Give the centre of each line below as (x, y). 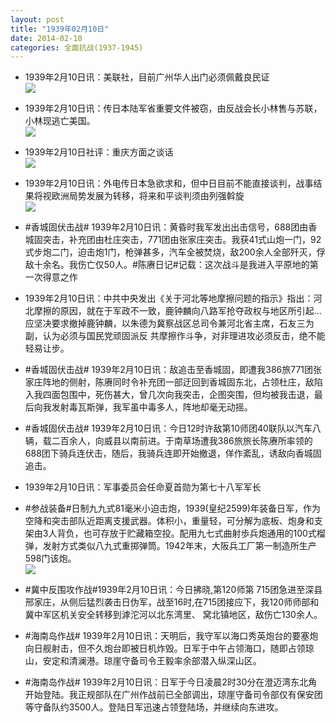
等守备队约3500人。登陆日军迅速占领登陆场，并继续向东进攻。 (154, 707)
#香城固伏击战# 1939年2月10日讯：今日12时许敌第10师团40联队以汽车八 (173, 428)
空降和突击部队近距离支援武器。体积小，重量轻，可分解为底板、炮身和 (169, 521)
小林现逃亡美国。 (60, 121)
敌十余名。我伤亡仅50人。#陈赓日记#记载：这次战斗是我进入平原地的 (167, 265)
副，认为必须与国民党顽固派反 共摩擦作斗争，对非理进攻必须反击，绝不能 (175, 336)
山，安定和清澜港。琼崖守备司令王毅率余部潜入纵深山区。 (143, 661)
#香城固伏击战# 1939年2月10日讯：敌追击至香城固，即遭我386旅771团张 (173, 370)
